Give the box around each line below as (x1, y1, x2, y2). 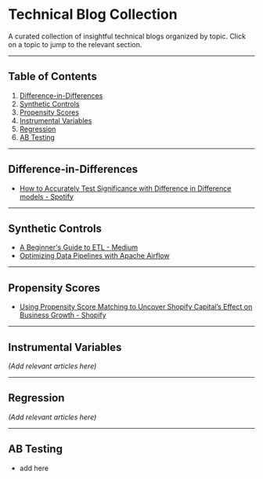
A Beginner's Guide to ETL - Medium (19, 243, 139, 252)
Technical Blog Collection (8, 5, 178, 24)
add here (19, 463, 49, 473)
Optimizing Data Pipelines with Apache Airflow (19, 251, 170, 261)
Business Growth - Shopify (19, 310, 107, 320)
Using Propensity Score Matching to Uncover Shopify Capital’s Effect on (19, 302, 253, 312)
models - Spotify (19, 192, 74, 201)
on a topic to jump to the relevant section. (8, 39, 142, 49)
